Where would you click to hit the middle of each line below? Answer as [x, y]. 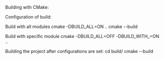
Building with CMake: [27, 7]
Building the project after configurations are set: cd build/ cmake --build [79, 51]
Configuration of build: [28, 17]
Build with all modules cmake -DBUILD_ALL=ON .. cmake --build [71, 26]
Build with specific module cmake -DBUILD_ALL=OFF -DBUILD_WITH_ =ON [82, 36]
